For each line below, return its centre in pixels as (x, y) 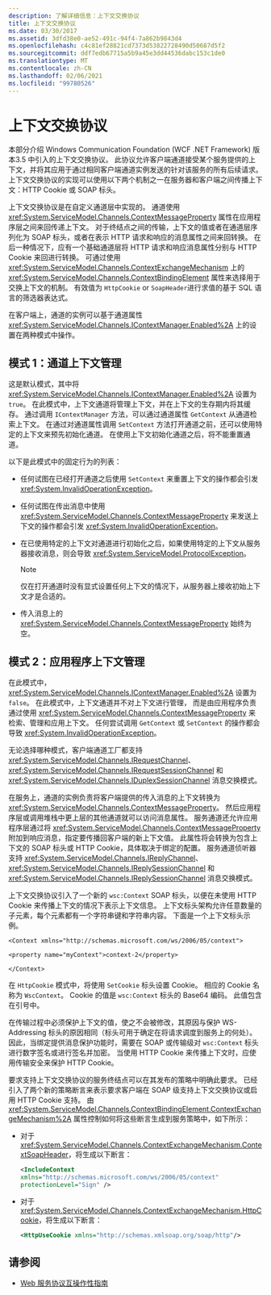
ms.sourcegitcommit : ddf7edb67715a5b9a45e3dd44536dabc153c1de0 (117, 53)
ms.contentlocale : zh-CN (50, 69)
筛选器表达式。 (47, 298)
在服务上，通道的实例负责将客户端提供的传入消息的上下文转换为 (114, 798)
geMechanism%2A (40, 1119)
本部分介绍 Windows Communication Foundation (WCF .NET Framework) (130, 149)
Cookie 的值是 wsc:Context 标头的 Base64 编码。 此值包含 (166, 995)
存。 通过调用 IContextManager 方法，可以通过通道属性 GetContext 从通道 (129, 414)
